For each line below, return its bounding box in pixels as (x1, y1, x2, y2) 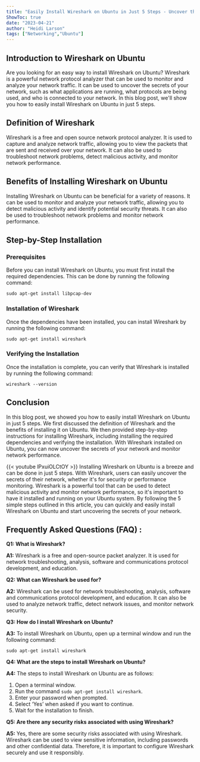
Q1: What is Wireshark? (6, 540, 65, 548)
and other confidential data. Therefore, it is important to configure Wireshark (6, 743, 194, 750)
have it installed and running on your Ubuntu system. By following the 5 (6, 494, 182, 502)
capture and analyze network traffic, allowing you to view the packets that (6, 140, 188, 147)
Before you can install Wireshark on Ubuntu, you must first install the (6, 266, 175, 274)
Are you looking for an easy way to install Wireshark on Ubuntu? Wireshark (6, 69, 190, 76)
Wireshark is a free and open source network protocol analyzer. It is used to (6, 134, 192, 141)
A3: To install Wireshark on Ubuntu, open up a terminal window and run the (6, 630, 192, 637)
